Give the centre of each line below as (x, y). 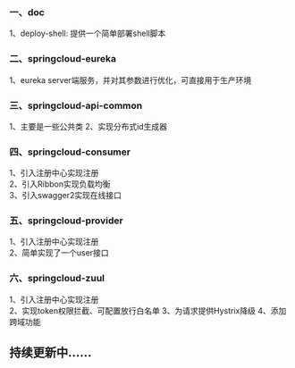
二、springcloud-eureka (63, 59)
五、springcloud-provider (66, 221)
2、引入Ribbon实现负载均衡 (60, 184)
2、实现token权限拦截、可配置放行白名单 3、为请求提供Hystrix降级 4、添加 (148, 310)
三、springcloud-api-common (76, 105)
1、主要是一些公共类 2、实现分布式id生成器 (88, 126)
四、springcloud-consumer (70, 152)
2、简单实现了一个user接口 (59, 253)
